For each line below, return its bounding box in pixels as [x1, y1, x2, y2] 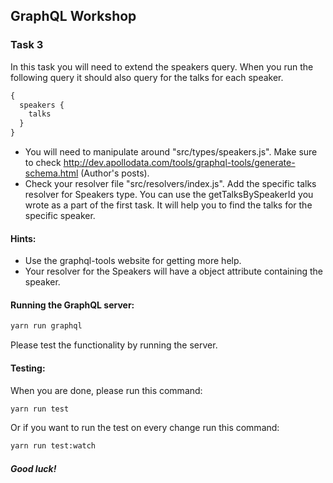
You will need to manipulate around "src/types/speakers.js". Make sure [24, 146, 318, 158]
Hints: [10, 232, 37, 244]
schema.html [24, 167, 79, 179]
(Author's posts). [80, 167, 150, 179]
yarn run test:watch [10, 441, 97, 451]
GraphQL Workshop [10, 8, 137, 25]
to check [24, 157, 62, 169]
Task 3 [10, 38, 44, 52]
